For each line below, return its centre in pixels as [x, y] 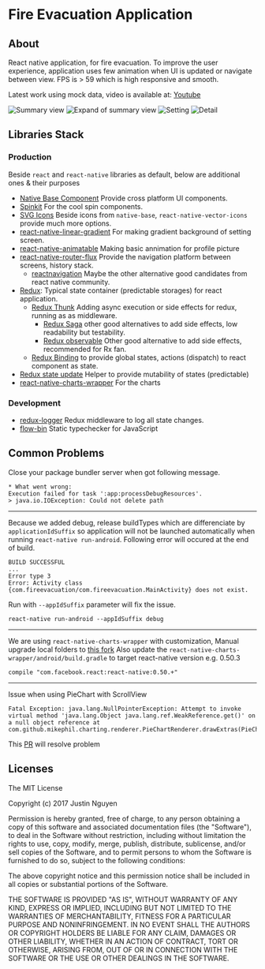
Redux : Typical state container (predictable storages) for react [121, 290]
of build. [22, 548]
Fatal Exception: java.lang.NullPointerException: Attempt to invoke [125, 709]
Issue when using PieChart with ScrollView [78, 694]
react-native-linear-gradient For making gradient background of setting [135, 231]
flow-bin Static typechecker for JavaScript [89, 428]
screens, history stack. [56, 265]
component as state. [65, 365]
